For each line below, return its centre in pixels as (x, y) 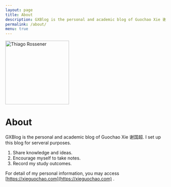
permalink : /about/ (26, 24)
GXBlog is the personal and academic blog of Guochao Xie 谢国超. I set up (83, 137)
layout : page (19, 10)
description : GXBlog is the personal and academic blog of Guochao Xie (83, 19)
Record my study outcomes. (42, 164)
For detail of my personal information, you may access (62, 173)
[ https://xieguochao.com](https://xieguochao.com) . (60, 179)
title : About (19, 15)
